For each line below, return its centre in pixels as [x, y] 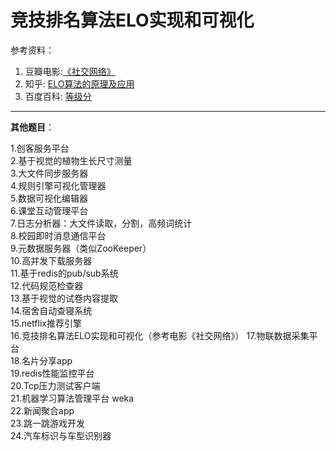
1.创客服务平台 [40, 148]
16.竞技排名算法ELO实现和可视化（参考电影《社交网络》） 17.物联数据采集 [160, 335]
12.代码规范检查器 [47, 285]
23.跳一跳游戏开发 [47, 423]
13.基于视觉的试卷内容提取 [64, 298]
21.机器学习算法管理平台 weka [72, 398]
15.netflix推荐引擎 [46, 323]
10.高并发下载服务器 [51, 260]
